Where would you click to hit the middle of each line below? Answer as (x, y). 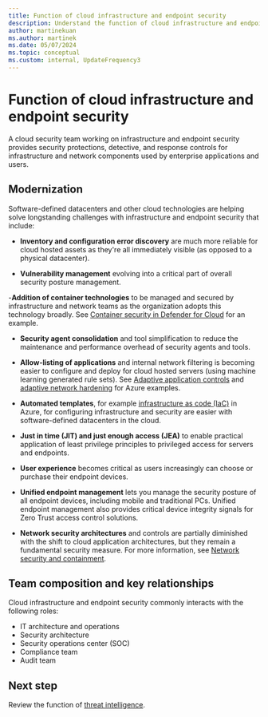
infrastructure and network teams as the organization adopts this (115, 306)
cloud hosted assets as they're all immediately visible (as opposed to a (136, 249)
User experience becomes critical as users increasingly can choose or (136, 468)
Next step (33, 685)
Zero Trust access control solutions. (79, 517)
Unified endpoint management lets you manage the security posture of (138, 492)
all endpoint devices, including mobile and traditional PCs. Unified (128, 501)
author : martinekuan (43, 30)
